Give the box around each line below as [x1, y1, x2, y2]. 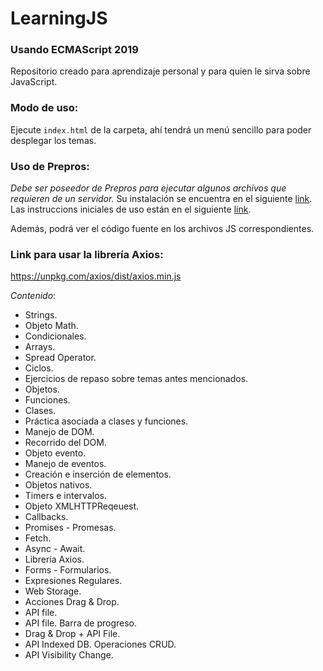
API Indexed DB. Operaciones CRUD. [24, 638, 177, 651]
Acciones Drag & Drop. [24, 596, 120, 608]
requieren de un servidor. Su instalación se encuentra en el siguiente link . [10, 193, 313, 205]
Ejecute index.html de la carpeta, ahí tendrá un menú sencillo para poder [10, 123, 312, 136]
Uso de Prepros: [10, 159, 90, 173]
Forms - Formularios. [24, 564, 112, 576]
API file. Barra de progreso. [24, 617, 138, 629]
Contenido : [10, 290, 57, 302]
